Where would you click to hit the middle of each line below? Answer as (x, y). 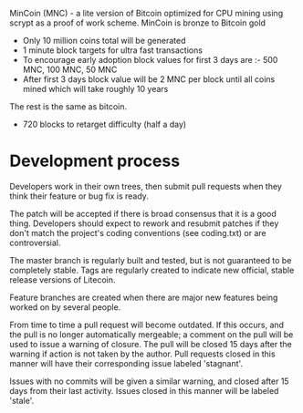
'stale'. (22, 400)
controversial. (35, 243)
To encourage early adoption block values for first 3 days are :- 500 (150, 60)
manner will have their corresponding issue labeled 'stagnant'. (126, 363)
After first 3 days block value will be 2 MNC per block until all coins (149, 79)
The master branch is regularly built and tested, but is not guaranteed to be (151, 260)
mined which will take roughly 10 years (95, 89)
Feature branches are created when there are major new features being (144, 297)
